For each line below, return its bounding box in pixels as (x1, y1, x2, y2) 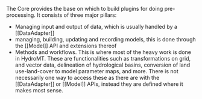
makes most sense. (14, 87, 63, 94)
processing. (6, 11, 36, 19)
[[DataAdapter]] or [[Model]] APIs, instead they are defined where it (14, 80, 184, 88)
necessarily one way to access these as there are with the (14, 74, 160, 81)
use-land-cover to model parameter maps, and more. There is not (14, 68, 179, 74)
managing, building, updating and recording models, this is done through (14, 36, 196, 43)
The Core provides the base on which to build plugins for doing (6, 5, 163, 12)
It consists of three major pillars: (37, 11, 117, 19)
